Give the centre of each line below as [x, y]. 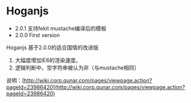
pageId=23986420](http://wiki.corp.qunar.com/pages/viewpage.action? [95, 87]
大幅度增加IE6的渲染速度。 [48, 60]
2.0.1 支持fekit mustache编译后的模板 [61, 28]
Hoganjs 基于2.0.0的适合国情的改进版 [53, 47]
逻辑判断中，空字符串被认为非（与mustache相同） [77, 68]
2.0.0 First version [37, 35]
